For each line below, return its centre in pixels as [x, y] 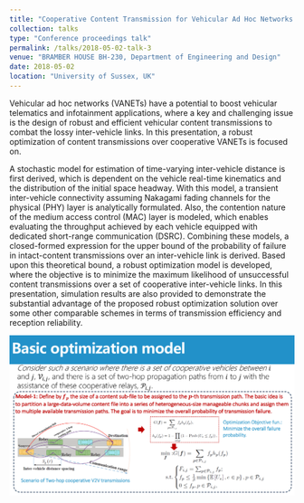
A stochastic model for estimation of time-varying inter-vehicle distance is [147, 168]
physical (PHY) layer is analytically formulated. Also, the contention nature [148, 207]
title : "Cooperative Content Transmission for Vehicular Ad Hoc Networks [152, 19]
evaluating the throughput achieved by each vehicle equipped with [133, 226]
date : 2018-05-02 [42, 67]
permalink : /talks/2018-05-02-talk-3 [81, 48]
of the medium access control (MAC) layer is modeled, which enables [139, 216]
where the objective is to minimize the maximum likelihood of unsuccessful [149, 274]
